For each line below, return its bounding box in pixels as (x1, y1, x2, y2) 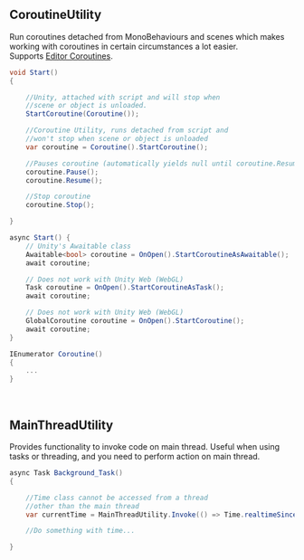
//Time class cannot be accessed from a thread (25, 493, 208, 502)
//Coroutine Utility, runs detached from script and (25, 126, 229, 135)
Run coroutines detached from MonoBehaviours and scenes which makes (9, 31, 285, 42)
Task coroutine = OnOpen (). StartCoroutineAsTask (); (25, 283, 224, 292)
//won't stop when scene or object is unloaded (25, 135, 208, 144)
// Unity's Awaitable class (25, 242, 131, 251)
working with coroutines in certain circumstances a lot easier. (9, 41, 239, 52)
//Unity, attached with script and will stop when (25, 92, 221, 102)
